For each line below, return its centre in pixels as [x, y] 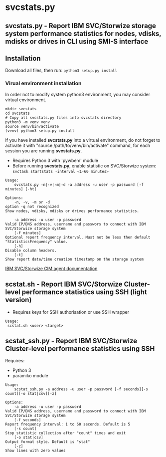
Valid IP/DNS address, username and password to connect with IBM [76, 411]
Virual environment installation [43, 83]
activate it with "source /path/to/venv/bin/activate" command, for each [78, 145]
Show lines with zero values [35, 451]
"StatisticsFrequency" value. [37, 242]
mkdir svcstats [21, 109]
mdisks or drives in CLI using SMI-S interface [77, 41]
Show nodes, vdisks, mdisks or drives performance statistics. [72, 211]
